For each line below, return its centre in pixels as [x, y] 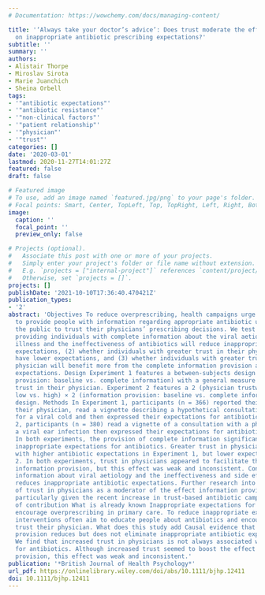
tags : [17, 95]
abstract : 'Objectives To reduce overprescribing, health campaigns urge [132, 315]
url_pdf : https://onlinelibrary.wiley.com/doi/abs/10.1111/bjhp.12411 [127, 571]
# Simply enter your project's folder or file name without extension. [132, 263]
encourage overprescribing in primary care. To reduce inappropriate [132, 512]
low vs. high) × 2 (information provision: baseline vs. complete [127, 395]
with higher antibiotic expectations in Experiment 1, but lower [125, 454]
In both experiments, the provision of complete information [118, 439]
